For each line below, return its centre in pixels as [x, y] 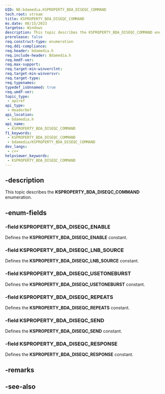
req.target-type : [23, 78]
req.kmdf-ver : [20, 60]
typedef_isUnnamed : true [30, 87]
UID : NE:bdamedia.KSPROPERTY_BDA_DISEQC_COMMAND [56, 10]
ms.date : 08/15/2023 [26, 23]
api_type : [15, 106]
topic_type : [17, 96]
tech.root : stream [24, 14]
